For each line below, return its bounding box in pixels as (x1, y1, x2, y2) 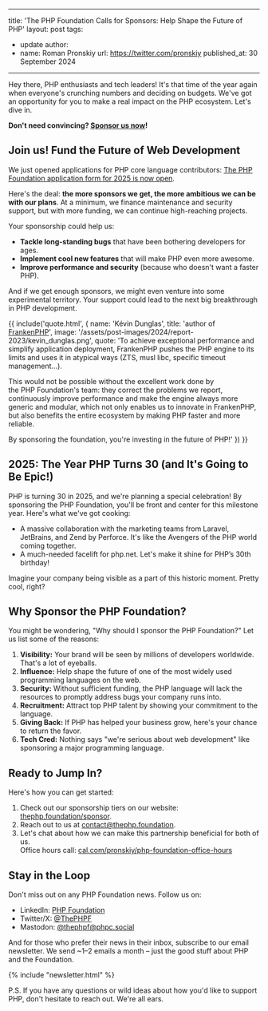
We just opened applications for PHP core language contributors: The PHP (8, 165, 253, 174)
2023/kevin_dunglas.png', (8, 335, 93, 345)
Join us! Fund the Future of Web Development (8, 144, 241, 157)
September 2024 (19, 57, 77, 66)
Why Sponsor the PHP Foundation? (8, 605, 187, 619)
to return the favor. (19, 726, 82, 735)
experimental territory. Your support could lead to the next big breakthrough (8, 295, 258, 304)
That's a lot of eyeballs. (19, 658, 97, 668)
